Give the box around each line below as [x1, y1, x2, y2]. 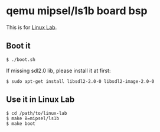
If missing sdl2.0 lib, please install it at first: [6, 67, 111, 74]
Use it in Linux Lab [6, 95, 75, 105]
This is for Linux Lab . [6, 24, 57, 31]
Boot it [6, 41, 31, 51]
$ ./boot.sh [6, 56, 35, 63]
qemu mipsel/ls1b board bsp [6, 4, 148, 18]
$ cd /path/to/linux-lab [6, 110, 67, 116]
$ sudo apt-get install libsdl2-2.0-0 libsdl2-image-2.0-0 [6, 78, 155, 84]
